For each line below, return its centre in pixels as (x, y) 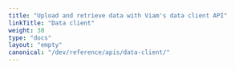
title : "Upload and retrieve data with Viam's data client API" (118, 15)
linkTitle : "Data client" (51, 23)
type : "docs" (30, 38)
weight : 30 (26, 30)
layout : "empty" (35, 45)
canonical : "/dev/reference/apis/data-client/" (89, 52)
